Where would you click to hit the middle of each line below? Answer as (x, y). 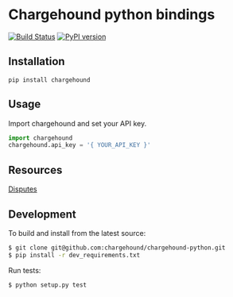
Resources (35, 170)
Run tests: (25, 270)
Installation (37, 62)
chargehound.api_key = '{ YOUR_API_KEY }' (80, 145)
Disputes (23, 189)
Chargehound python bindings (112, 15)
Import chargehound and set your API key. (78, 123)
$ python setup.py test (48, 285)
